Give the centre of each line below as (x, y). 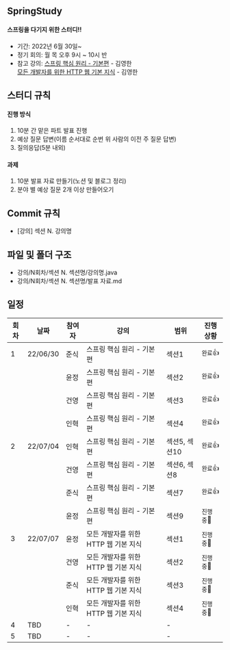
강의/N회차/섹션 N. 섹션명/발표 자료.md (69, 281)
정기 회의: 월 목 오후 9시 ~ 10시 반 (62, 55)
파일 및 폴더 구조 (39, 255)
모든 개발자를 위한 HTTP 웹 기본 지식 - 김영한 (77, 72)
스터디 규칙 (29, 95)
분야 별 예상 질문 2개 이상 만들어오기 (65, 190)
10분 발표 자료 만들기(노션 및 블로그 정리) (72, 181)
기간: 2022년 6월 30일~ (49, 46)
